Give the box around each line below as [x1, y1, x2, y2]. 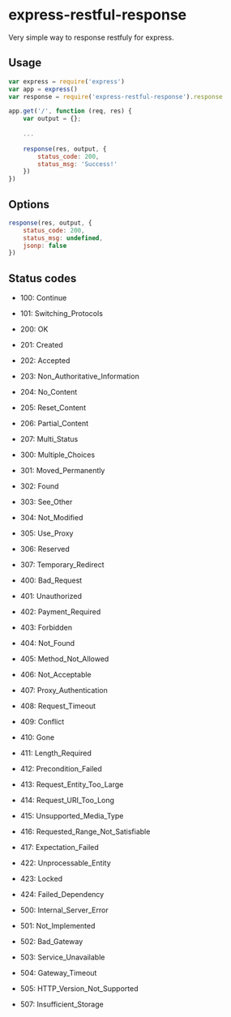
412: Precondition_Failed [19, 764, 103, 774]
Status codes [8, 271, 77, 285]
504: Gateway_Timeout [19, 968, 97, 978]
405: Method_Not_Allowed [19, 654, 109, 664]
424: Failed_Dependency [19, 890, 105, 899]
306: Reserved [19, 545, 71, 554]
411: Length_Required [19, 748, 92, 758]
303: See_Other [19, 497, 73, 507]
